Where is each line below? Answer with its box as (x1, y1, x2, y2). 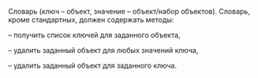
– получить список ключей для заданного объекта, (8, 31, 181, 39)
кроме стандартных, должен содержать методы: (8, 15, 174, 24)
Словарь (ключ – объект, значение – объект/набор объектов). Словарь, (8, 7, 250, 16)
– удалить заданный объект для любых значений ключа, (8, 46, 199, 54)
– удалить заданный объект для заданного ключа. (8, 61, 178, 70)
